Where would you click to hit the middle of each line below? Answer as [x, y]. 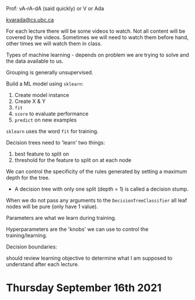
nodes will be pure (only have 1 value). [52, 206]
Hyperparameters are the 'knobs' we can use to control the [77, 229]
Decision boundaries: [32, 247]
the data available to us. [35, 61]
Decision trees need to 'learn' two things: [55, 142]
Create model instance [42, 95]
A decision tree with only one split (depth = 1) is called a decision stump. [101, 189]
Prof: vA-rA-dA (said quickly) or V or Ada [55, 8]
